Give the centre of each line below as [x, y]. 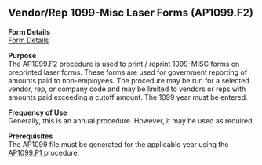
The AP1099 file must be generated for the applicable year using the [118, 144]
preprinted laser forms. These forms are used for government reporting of [128, 72]
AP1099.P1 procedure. [44, 152]
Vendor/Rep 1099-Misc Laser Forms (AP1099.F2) [131, 13]
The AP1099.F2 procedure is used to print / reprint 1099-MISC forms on [124, 64]
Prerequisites [31, 136]
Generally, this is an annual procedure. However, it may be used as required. [131, 120]
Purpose [22, 55]
